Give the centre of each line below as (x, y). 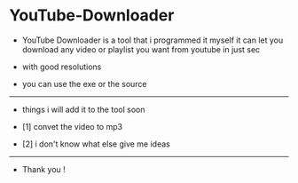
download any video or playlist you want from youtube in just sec (141, 49)
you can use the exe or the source (85, 84)
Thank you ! (44, 169)
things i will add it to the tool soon (83, 109)
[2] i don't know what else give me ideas (96, 144)
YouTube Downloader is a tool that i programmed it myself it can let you (153, 40)
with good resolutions (62, 67)
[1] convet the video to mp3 (72, 126)
